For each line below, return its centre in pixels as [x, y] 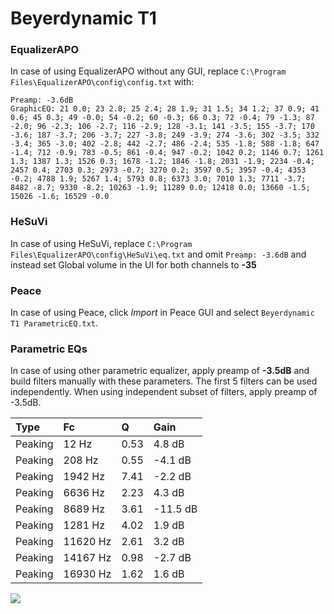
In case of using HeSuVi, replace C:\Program [101, 243]
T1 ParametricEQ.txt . [54, 323]
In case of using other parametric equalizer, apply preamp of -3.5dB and [160, 371]
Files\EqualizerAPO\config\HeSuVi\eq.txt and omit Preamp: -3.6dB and [158, 254]
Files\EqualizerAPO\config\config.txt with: [102, 82]
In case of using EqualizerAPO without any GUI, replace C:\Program [148, 71]
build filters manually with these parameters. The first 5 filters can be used [164, 381]
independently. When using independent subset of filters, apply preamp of [164, 392]
